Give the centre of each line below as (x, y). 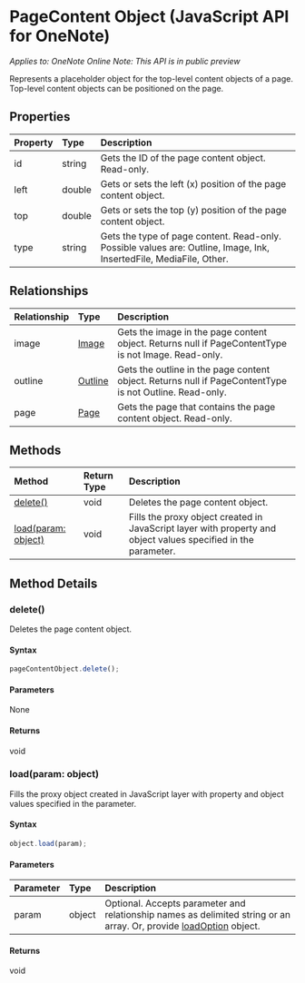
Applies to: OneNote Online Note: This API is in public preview (125, 61)
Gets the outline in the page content (194, 369)
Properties (40, 117)
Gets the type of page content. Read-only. (191, 236)
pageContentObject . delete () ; (64, 669)
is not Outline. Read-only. (172, 392)
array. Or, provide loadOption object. (182, 926)
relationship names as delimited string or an (197, 915)
